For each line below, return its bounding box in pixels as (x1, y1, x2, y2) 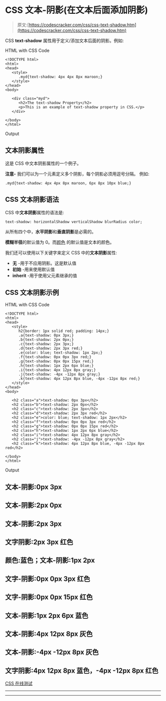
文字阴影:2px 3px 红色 (5, 538, 73, 546)
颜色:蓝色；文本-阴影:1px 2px (5, 556, 95, 564)
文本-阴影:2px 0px (5, 501, 62, 510)
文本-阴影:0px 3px (5, 483, 62, 491)
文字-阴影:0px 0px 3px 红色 (5, 574, 90, 583)
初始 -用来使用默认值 (12, 266, 55, 272)
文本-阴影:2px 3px (5, 519, 62, 528)
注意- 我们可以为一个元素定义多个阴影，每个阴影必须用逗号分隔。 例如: (5, 171, 150, 177)
